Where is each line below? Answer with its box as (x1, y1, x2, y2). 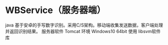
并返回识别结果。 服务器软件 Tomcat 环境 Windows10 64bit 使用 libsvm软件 (5, 28, 161, 34)
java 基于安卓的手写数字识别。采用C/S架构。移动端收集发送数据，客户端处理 (5, 22, 163, 28)
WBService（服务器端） (5, 4, 106, 16)
